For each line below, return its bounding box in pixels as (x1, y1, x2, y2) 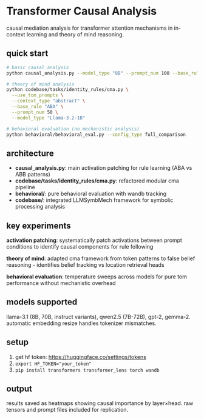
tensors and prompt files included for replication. (6, 406, 129, 414)
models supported (6, 297, 78, 307)
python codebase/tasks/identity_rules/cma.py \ (6, 87, 129, 93)
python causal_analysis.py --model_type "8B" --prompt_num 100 (6, 70, 170, 76)
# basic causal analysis (6, 64, 69, 70)
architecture (6, 148, 55, 158)
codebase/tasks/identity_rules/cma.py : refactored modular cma (15, 177, 179, 184)
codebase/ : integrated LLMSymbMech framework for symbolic (15, 196, 174, 204)
